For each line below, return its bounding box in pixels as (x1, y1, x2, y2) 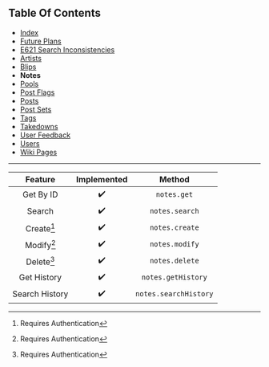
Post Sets (19, 104, 52, 114)
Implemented (75, 173, 128, 185)
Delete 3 (26, 255, 55, 267)
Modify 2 (25, 238, 56, 251)
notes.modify (149, 240, 199, 249)
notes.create (149, 223, 199, 232)
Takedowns (19, 121, 58, 131)
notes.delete (149, 256, 199, 266)
